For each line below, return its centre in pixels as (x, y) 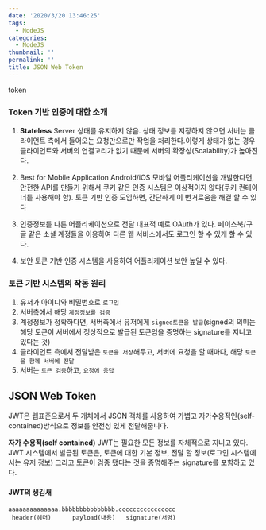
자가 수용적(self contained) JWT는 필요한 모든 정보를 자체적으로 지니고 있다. (128, 443)
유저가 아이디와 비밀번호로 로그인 (69, 302)
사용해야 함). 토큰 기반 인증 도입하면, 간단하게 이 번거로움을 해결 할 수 (141, 197)
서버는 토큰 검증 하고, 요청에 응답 (67, 370)
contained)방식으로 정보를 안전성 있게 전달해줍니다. (89, 426)
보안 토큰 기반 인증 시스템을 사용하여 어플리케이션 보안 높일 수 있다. (123, 261)
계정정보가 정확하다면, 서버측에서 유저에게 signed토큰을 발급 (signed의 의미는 (138, 322)
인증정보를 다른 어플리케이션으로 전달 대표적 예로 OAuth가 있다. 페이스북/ (133, 224)
